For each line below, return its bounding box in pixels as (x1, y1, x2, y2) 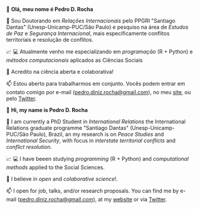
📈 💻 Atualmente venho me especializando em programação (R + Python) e (6, 48, 193, 55)
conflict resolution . (6, 144, 52, 150)
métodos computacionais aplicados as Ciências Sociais (6, 57, 143, 64)
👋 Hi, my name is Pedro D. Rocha (6, 107, 88, 113)
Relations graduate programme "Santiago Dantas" (6, 124, 129, 131)
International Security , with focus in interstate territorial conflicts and (6, 137, 176, 144)
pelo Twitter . (6, 95, 37, 102)
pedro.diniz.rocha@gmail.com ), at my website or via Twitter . (19, 196, 167, 202)
